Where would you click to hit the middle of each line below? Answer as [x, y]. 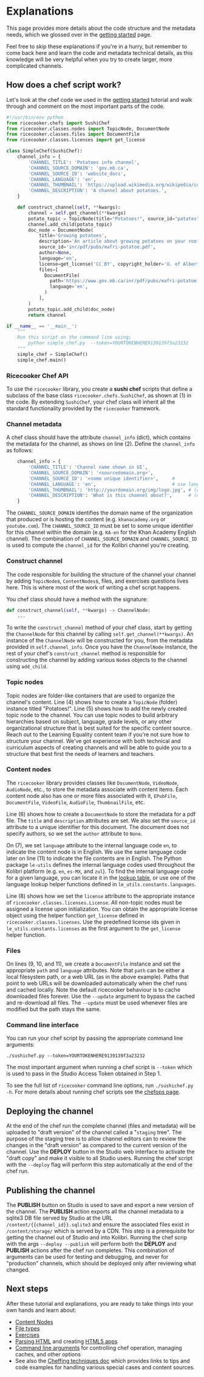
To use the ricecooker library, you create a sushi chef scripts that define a [99, 389]
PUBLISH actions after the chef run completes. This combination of [90, 1250]
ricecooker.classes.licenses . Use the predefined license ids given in [93, 922]
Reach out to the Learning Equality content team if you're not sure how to [98, 734]
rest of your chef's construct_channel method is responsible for [86, 653]
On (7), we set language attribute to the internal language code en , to [92, 845]
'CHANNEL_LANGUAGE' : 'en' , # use [107, 484]
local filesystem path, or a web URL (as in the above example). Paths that [98, 977]
